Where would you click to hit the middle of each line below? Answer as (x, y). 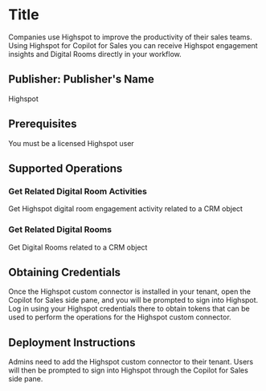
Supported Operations (65, 168)
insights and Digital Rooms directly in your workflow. (95, 54)
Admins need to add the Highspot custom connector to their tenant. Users (131, 362)
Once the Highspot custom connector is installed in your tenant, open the (130, 291)
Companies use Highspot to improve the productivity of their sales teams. (131, 37)
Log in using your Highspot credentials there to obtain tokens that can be (129, 309)
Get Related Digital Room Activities (78, 191)
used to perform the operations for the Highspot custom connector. (120, 317)
